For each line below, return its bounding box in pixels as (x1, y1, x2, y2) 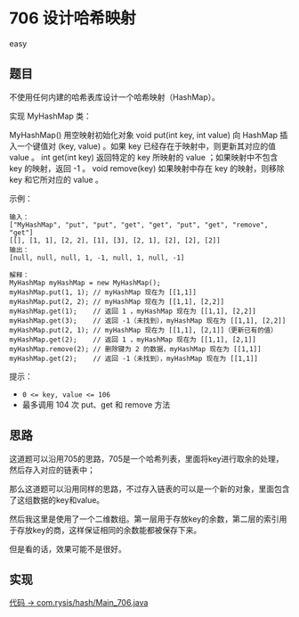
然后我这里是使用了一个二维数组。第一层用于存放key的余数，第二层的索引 (9, 514, 280, 524)
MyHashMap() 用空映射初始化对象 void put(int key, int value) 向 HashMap (9, 129, 279, 140)
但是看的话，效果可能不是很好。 (9, 543, 126, 554)
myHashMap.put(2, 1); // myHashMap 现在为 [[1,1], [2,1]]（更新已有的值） (9, 325, 278, 334)
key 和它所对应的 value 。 (9, 174, 104, 185)
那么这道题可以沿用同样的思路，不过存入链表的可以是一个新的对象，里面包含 (9, 483, 290, 494)
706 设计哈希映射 (9, 8, 136, 29)
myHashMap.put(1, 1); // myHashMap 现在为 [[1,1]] (9, 287, 198, 297)
